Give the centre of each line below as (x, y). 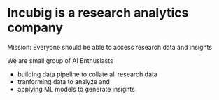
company (35, 28)
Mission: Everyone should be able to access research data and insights (109, 47)
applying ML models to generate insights (76, 89)
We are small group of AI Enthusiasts (60, 60)
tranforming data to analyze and (64, 81)
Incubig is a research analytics (98, 13)
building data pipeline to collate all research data (87, 74)
